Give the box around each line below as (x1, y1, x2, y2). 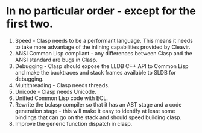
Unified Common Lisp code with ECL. (14, 94, 109, 102)
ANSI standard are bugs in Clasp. (14, 56, 98, 63)
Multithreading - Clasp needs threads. (14, 81, 110, 88)
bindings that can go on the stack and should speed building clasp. (14, 113, 182, 121)
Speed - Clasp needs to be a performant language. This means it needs (14, 37, 193, 44)
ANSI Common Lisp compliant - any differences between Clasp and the (14, 49, 193, 57)
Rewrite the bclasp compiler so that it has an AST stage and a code (14, 101, 182, 108)
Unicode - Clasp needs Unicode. (14, 88, 96, 95)
